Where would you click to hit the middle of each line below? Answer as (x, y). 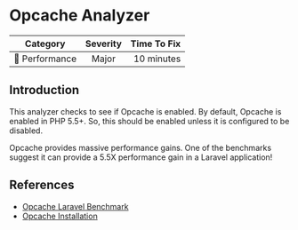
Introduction (44, 90)
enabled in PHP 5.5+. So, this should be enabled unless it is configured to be (149, 121)
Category (45, 44)
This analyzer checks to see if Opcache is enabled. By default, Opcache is (145, 111)
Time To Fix (156, 44)
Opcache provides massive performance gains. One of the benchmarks (141, 147)
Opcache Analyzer (80, 16)
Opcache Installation (60, 216)
